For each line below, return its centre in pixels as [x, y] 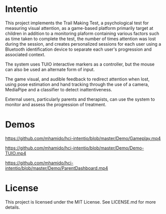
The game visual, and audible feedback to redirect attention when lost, [78, 79]
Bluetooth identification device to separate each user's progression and [79, 49]
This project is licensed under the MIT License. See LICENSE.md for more [81, 202]
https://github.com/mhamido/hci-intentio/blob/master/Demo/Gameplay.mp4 [83, 138]
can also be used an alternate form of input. [50, 69]
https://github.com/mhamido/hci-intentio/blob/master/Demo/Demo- [75, 148]
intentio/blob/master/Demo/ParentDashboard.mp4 [57, 168]
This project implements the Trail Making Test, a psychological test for [77, 23]
